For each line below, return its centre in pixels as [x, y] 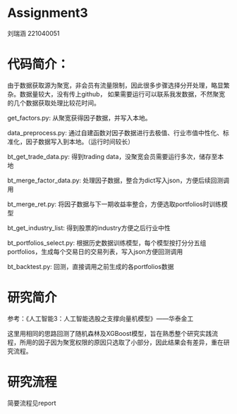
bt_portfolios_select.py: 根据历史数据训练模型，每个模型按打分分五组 [107, 243]
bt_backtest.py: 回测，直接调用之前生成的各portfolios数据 [91, 266]
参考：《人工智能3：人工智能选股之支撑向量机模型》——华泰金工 [101, 318]
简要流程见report [32, 403]
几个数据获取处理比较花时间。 [56, 103]
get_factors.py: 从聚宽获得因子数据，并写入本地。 [79, 118]
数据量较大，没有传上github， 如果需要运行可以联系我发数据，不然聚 [119, 94]
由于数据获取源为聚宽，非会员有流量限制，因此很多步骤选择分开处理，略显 [115, 85]
